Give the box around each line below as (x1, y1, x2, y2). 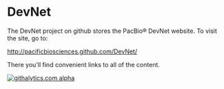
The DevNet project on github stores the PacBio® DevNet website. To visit (7, 27, 217, 35)
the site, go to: (7, 34, 48, 42)
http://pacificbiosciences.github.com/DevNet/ (7, 47, 138, 55)
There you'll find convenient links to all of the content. (7, 60, 161, 68)
